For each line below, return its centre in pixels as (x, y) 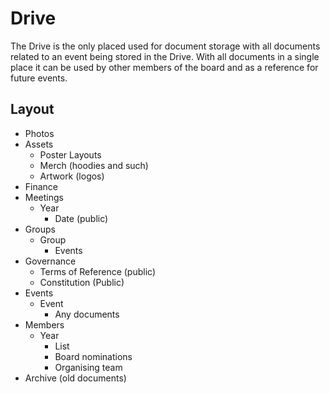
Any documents (87, 314)
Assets (39, 144)
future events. (39, 78)
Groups (40, 229)
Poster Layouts (70, 154)
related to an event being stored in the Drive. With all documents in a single (165, 56)
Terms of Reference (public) (98, 271)
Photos (39, 133)
